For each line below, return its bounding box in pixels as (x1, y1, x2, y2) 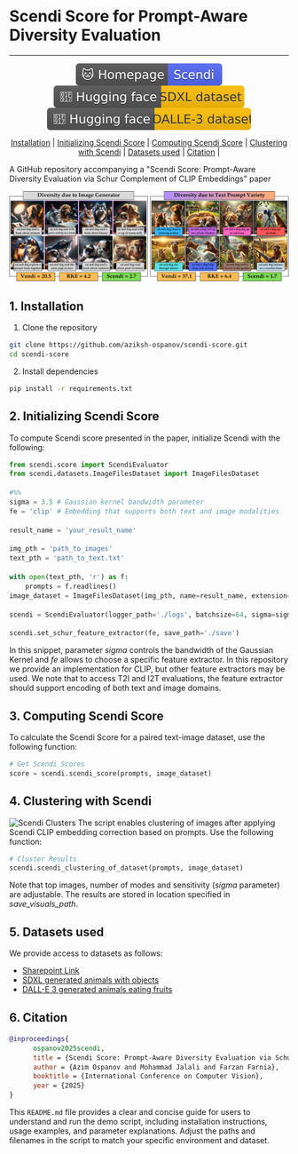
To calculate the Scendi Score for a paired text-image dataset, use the (9, 732, 266, 743)
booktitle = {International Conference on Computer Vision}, (32, 1072, 264, 1081)
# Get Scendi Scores (9, 760, 86, 769)
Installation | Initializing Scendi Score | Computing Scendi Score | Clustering (10, 137, 288, 147)
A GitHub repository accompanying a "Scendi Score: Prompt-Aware (9, 163, 256, 174)
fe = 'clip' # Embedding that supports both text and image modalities (9, 506, 279, 516)
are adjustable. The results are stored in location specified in (9, 889, 231, 900)
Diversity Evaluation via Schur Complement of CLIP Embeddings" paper (9, 173, 271, 184)
